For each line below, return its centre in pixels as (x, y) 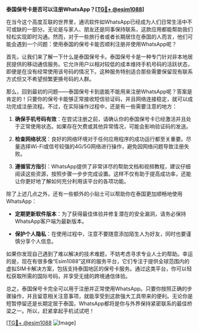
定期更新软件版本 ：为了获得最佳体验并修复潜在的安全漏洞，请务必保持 (100, 214)
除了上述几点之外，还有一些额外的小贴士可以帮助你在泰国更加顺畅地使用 (94, 194)
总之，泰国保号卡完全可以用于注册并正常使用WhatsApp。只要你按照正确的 (97, 289)
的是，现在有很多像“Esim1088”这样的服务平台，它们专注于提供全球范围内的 (98, 261)
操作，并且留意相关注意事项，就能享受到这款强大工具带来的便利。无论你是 (102, 296)
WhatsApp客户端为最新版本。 (51, 221)
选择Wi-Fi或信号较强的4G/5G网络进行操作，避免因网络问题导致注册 (102, 146)
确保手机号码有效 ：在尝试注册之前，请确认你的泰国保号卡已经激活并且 (100, 119)
